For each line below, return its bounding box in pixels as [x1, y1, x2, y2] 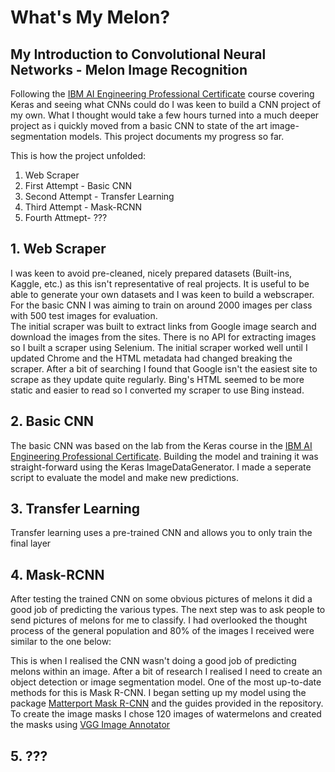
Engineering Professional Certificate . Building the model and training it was [10, 450, 319, 462]
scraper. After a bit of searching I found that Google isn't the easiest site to [10, 362, 318, 375]
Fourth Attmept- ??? [24, 212, 108, 223]
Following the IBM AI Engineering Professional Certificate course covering [10, 88, 315, 100]
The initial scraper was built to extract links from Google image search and [10, 320, 317, 332]
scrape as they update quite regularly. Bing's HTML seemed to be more [10, 373, 305, 385]
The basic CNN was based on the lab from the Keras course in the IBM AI [10, 439, 313, 451]
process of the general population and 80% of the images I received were [10, 625, 315, 637]
